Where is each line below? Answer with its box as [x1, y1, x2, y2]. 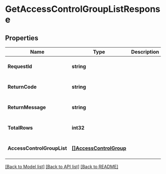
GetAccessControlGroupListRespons [5, 3, 161, 15]
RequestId [7, 63, 32, 70]
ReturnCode [7, 83, 37, 90]
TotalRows [7, 124, 33, 131]
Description [130, 49, 160, 55]
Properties [5, 34, 39, 42]
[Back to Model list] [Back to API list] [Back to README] [5, 164, 119, 170]
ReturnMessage [7, 104, 46, 111]
